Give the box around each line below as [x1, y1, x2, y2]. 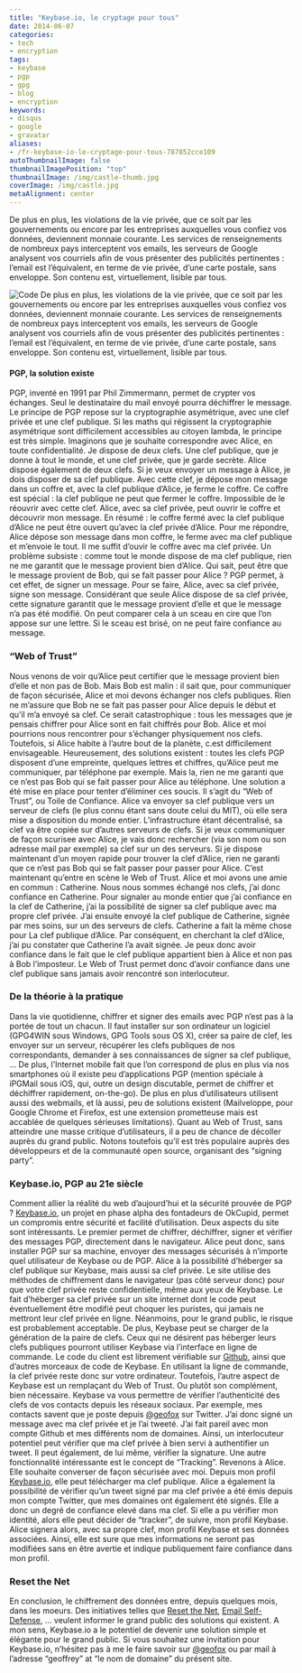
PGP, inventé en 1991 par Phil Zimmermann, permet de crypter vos [9, 387, 256, 398]
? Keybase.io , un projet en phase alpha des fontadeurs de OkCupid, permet [9, 1207, 289, 1219]
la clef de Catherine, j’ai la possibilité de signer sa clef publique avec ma [9, 900, 278, 912]
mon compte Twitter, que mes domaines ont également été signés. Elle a [9, 1495, 279, 1506]
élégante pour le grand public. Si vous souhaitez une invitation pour [9, 1634, 261, 1645]
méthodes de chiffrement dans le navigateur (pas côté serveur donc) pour [9, 1275, 286, 1286]
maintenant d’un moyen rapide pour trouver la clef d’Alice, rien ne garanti [9, 852, 280, 863]
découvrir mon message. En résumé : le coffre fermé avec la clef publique [9, 512, 285, 524]
